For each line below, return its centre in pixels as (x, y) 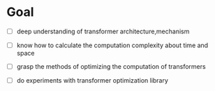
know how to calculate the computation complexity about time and (112, 45)
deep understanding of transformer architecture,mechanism (103, 31)
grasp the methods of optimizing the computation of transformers (111, 67)
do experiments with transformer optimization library (92, 81)
